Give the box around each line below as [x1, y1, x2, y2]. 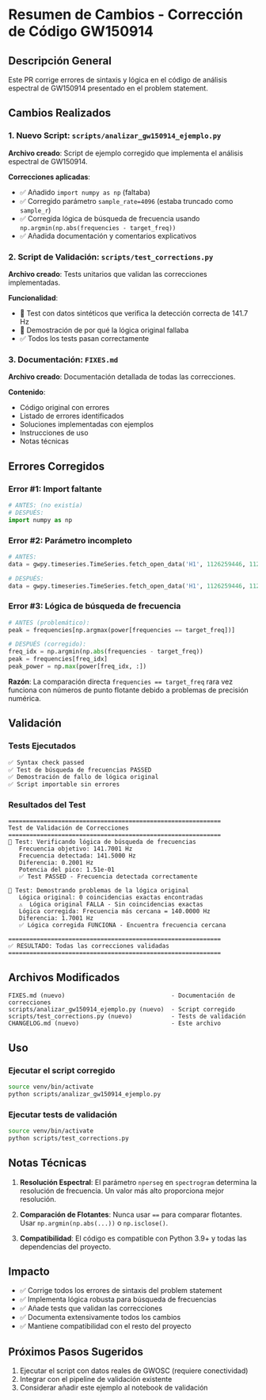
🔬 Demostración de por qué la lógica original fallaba [19, 325, 189, 335]
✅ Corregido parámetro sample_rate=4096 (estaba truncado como [19, 196, 234, 205]
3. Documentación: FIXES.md [8, 354, 119, 365]
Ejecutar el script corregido [8, 1064, 116, 1076]
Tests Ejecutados [8, 740, 77, 751]
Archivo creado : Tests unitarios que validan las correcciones [8, 269, 207, 278]
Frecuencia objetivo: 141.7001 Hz [18, 845, 133, 853]
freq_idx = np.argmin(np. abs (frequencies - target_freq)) [8, 648, 203, 656]
